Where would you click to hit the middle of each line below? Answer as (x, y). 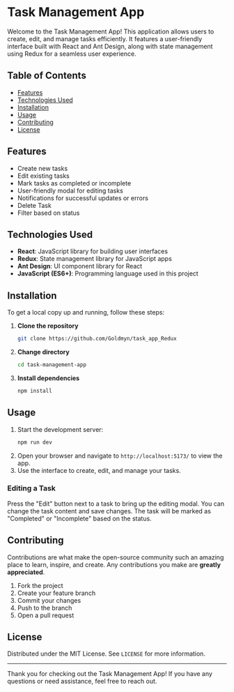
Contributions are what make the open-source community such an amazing (116, 557)
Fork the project (40, 585)
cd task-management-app (52, 365)
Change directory (43, 352)
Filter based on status (48, 213)
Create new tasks (42, 168)
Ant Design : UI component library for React (80, 266)
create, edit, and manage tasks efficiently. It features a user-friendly (105, 38)
